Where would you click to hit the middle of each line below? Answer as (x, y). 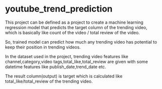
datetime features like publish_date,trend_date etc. (55, 67)
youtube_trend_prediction (59, 9)
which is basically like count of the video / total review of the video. (72, 32)
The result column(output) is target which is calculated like (64, 76)
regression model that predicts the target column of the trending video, (76, 27)
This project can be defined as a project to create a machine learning (74, 22)
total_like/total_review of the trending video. (49, 81)
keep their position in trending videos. (43, 47)
